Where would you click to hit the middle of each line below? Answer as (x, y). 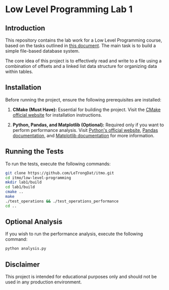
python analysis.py (26, 249)
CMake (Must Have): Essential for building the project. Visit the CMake (87, 110)
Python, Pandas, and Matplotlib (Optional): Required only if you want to (88, 125)
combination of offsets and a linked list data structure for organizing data (81, 66)
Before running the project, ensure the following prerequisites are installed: (83, 99)
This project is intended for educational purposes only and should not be (81, 277)
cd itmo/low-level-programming (38, 178)
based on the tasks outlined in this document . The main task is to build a (80, 46)
